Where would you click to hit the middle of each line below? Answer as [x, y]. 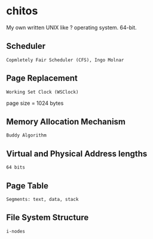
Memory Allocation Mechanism [66, 121]
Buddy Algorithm [26, 135]
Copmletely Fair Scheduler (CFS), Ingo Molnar [65, 60]
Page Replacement [42, 78]
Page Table [27, 186]
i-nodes [16, 231]
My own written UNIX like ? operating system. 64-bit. [71, 27]
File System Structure [48, 218]
